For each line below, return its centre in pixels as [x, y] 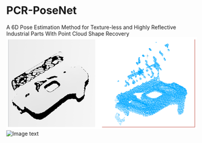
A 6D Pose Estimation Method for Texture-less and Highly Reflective [91, 27]
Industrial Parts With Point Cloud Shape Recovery [68, 33]
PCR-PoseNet [42, 11]
